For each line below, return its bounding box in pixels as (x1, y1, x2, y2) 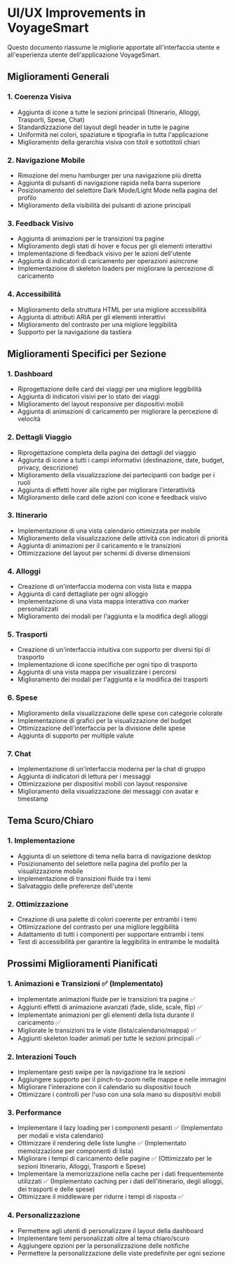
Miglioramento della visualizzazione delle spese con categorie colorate (17, 709, 223, 717)
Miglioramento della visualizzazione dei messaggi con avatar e (17, 787, 199, 795)
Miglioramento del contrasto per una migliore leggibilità (17, 320, 177, 328)
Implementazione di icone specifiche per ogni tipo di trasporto (17, 660, 198, 669)
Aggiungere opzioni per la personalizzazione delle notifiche (17, 1241, 189, 1250)
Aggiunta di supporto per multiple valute (17, 731, 135, 740)
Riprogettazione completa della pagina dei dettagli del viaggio (17, 448, 196, 457)
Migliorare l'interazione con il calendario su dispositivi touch (17, 1082, 192, 1091)
